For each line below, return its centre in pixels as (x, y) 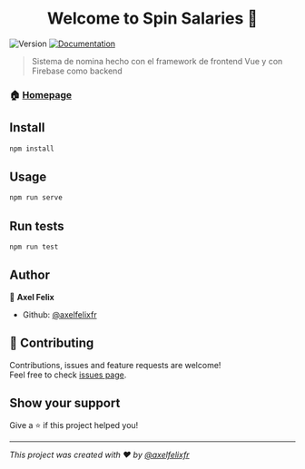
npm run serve (36, 198)
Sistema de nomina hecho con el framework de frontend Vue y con (157, 61)
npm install (32, 149)
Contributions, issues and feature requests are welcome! (115, 365)
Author (30, 275)
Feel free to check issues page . (68, 375)
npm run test (34, 247)
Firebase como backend (77, 71)
